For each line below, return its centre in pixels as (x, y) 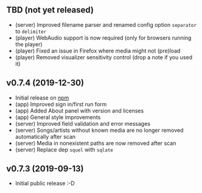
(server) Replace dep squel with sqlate (64, 150)
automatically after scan (45, 136)
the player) (29, 44)
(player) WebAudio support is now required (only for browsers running (103, 38)
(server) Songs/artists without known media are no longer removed (99, 130)
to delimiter (31, 31)
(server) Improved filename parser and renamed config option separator (106, 24)
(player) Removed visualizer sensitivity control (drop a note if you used (104, 57)
